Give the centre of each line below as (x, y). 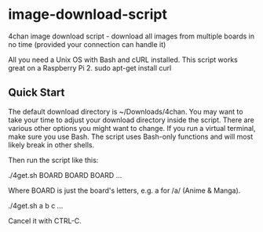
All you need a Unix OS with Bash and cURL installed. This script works (123, 60)
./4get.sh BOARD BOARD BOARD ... (65, 175)
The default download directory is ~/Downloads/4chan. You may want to (126, 111)
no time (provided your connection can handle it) (87, 44)
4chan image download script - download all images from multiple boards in (131, 36)
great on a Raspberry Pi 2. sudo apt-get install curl (90, 67)
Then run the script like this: (53, 160)
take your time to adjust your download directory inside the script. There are (131, 120)
